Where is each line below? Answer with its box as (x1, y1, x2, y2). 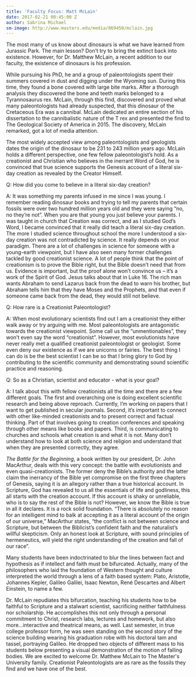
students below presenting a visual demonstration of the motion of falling (6, 646, 183, 654)
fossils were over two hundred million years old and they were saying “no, (6, 205, 184, 212)
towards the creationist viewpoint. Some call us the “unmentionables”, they (6, 328, 187, 335)
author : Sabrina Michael (6, 19, 67, 25)
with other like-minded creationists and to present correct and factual (6, 413, 174, 420)
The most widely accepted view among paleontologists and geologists (6, 139, 176, 146)
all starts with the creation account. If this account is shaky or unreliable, (6, 493, 181, 500)
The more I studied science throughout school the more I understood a (6, 230, 177, 237)
